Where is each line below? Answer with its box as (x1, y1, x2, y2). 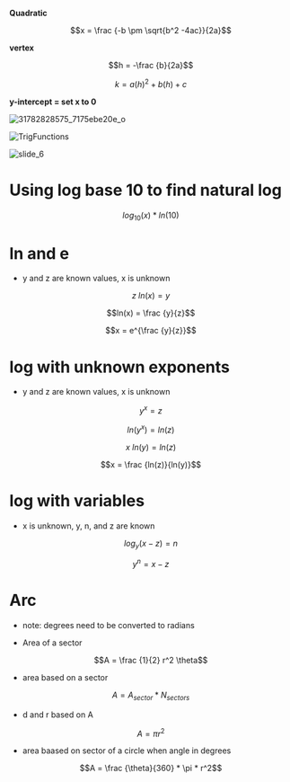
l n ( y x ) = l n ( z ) (127, 422, 175, 435)
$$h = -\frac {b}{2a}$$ (108, 60, 194, 70)
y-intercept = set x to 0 (9, 96, 97, 107)
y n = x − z (132, 557, 170, 569)
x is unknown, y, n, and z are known (22, 520, 155, 531)
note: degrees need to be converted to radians (22, 619, 195, 630)
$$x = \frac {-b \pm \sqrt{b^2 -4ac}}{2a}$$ (70, 25, 232, 35)
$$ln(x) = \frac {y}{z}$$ (106, 307, 196, 318)
